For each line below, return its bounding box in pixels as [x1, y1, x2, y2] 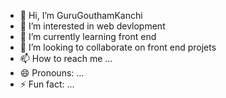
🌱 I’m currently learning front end [19, 31, 157, 42]
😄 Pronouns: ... [19, 67, 85, 79]
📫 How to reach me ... [19, 53, 113, 64]
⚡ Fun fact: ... [19, 78, 75, 90]
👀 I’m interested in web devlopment [19, 20, 166, 32]
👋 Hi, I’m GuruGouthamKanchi [19, 10, 143, 21]
